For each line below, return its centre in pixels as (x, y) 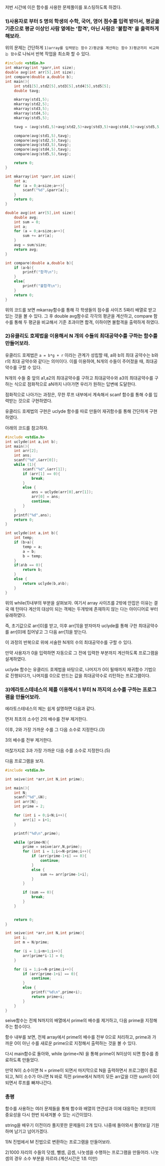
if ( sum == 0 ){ (38, 892)
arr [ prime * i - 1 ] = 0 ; (44, 955)
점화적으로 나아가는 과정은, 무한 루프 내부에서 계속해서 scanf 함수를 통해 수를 (79, 394)
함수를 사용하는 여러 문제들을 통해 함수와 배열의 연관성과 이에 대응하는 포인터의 (81, 1108)
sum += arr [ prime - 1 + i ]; (65, 874)
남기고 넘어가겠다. (31, 1131)
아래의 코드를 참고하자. (27, 427)
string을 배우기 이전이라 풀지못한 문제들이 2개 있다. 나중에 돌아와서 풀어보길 (78, 1125)
